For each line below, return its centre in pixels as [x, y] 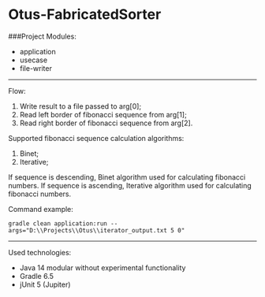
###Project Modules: [42, 36]
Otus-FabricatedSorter [85, 15]
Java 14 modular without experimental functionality [103, 267]
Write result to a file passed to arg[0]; [80, 106]
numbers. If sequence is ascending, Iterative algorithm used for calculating [130, 185]
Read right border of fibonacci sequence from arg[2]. [106, 123]
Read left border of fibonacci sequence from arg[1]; [103, 114]
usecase [34, 60]
